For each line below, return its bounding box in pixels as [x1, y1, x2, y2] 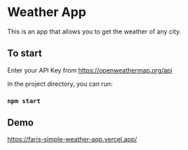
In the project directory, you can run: [7, 80, 113, 88]
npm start [7, 97, 41, 105]
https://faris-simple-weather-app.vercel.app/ [7, 135, 137, 144]
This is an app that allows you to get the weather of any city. [7, 27, 182, 36]
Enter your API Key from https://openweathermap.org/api [7, 66, 173, 74]
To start [7, 47, 42, 59]
